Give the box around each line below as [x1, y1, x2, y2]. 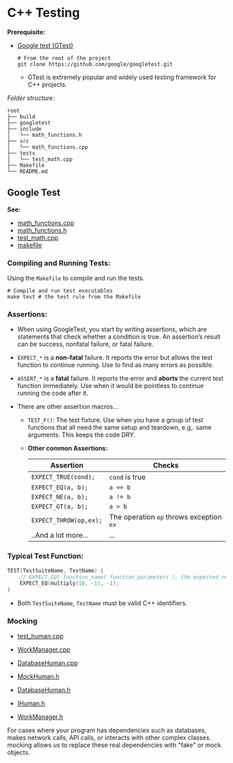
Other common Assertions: [27, 444, 108, 453]
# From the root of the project [17, 54, 111, 62]
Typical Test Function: [7, 551, 84, 561]
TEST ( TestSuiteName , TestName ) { [7, 567, 104, 574]
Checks [153, 460, 179, 470]
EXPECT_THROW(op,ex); [31, 517, 103, 525]
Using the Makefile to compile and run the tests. [7, 274, 145, 283]
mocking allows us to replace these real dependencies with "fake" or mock [7, 741, 221, 749]
